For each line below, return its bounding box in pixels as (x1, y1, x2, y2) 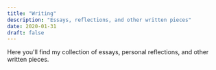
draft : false (7, 29, 45, 36)
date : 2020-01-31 (7, 23, 57, 30)
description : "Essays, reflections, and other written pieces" (7, 16, 192, 23)
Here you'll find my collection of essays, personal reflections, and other (7, 48, 209, 56)
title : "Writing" (7, 10, 57, 17)
